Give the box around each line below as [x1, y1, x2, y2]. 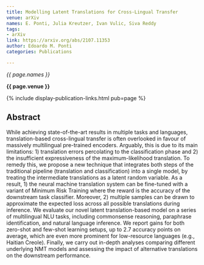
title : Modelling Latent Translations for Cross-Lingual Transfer [6, 9, 178, 15]
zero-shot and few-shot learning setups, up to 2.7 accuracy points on [6, 225, 181, 233]
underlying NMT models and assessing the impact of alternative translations [6, 245, 198, 252]
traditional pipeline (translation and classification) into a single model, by [6, 167, 188, 175]
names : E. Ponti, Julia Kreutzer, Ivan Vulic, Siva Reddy [6, 20, 157, 26]
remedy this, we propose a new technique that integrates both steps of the [6, 161, 194, 168]
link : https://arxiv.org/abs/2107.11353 [6, 37, 111, 43]
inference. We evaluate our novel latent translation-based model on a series [6, 206, 197, 214]
